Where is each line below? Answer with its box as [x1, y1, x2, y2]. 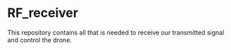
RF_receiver [7, 5, 79, 21]
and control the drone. [7, 35, 73, 44]
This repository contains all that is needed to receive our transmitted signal [7, 28, 225, 37]
